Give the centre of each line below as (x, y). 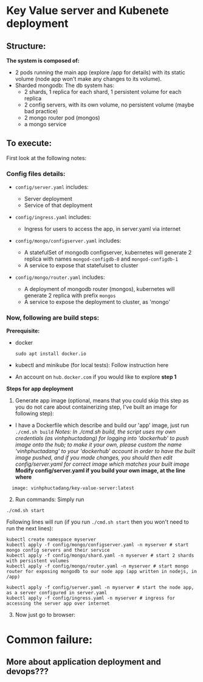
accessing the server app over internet (58, 603)
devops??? (27, 671)
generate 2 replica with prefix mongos (70, 295)
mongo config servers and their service (58, 550)
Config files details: (36, 174)
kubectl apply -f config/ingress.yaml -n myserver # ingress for (91, 598)
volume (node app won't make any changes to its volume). (88, 79)
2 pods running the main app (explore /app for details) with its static (100, 72)
